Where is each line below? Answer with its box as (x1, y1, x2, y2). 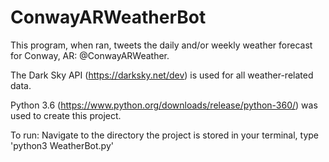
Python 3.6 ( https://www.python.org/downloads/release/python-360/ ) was (10, 99, 318, 111)
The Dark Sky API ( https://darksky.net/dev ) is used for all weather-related (10, 69, 314, 81)
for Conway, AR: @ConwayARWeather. (10, 49, 170, 61)
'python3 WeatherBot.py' (10, 139, 114, 151)
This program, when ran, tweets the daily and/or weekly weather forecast (10, 39, 313, 51)
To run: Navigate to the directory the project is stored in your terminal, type (10, 129, 320, 141)
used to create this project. (10, 109, 122, 121)
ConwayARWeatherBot (10, 6, 207, 29)
